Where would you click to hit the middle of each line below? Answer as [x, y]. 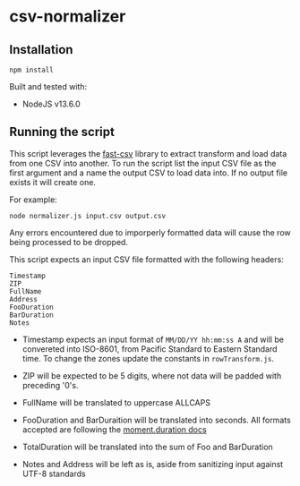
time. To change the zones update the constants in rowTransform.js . [148, 358]
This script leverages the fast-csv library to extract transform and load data [148, 153]
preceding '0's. [50, 385]
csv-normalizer [68, 17]
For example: [34, 200]
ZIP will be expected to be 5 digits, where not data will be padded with [152, 375]
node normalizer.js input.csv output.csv [88, 216]
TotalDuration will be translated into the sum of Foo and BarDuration [147, 447]
